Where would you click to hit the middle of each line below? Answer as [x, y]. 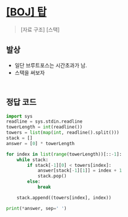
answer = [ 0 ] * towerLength [41, 143]
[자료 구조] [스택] [40, 29]
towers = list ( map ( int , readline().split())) [63, 133]
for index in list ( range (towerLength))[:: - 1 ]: [64, 154]
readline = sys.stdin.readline [44, 121]
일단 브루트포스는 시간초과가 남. [50, 65]
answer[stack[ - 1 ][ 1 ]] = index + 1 [80, 171]
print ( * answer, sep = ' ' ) [36, 208]
